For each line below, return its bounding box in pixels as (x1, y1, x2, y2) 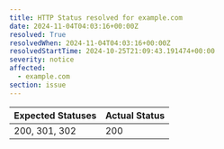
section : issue (9, 80, 67, 89)
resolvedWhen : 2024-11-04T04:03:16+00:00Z (9, 38, 171, 48)
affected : (9, 64, 47, 73)
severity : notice (9, 55, 75, 64)
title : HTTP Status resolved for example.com (9, 13, 183, 23)
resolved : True (9, 30, 67, 39)
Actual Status (104, 109, 165, 122)
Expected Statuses (13, 109, 97, 122)
